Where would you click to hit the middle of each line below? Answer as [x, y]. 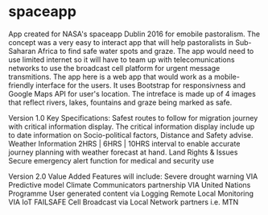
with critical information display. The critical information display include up [132, 126]
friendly [21, 85]
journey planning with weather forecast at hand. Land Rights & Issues [123, 152]
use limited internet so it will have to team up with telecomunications [122, 60]
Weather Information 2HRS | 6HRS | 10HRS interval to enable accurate [124, 143]
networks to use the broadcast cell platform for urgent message [114, 68]
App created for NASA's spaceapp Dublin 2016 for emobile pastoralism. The [134, 34]
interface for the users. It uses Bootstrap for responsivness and [141, 85]
